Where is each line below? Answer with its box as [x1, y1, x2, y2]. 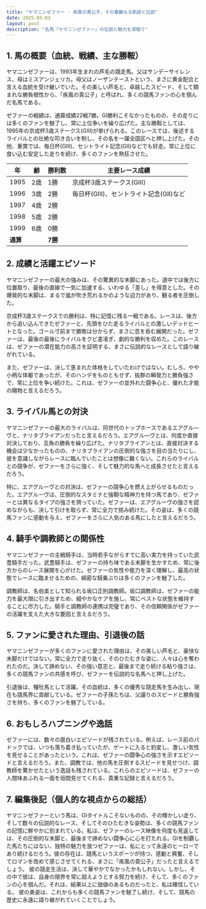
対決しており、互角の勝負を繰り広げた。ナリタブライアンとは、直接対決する [6, 439, 199, 446]
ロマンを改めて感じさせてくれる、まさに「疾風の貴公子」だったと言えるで [11, 857, 200, 865]
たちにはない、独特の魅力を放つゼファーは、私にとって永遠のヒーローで [17, 842, 199, 849]
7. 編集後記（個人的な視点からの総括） [6, 794, 151, 805]
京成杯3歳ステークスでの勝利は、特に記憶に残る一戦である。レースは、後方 [6, 312, 197, 320]
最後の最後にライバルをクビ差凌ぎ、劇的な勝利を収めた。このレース [27, 335, 199, 342]
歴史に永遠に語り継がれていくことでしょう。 [6, 895, 119, 903]
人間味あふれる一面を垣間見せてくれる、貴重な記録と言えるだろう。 [6, 774, 178, 782]
